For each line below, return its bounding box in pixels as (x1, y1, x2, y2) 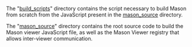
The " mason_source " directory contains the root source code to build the (6, 23, 184, 29)
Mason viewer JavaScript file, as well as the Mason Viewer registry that (6, 29, 180, 36)
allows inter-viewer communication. (6, 35, 93, 42)
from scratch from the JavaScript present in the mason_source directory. (6, 11, 183, 18)
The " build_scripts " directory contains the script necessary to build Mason (6, 5, 187, 12)
